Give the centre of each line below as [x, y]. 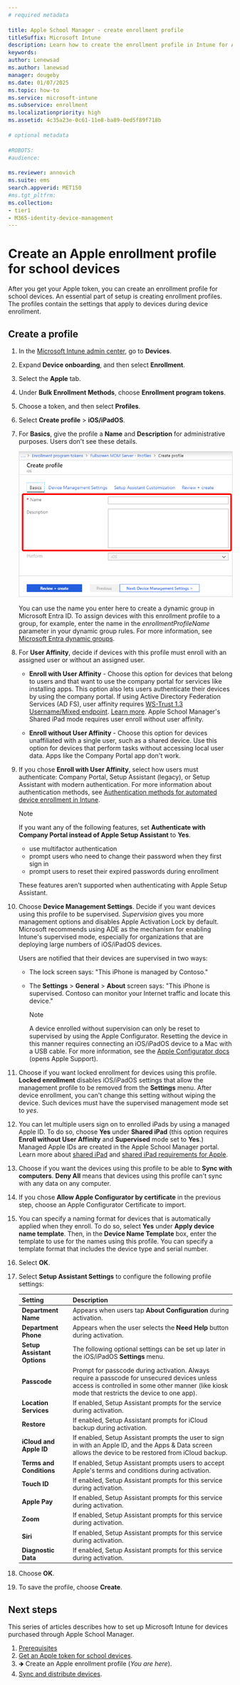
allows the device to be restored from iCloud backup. [150, 1453]
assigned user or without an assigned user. [82, 660]
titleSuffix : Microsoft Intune [54, 38]
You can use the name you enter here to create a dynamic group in [116, 608]
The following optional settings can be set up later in [149, 1349]
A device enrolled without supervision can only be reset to [114, 1028]
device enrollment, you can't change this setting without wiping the [117, 1095]
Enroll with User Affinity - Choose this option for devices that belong [131, 674]
